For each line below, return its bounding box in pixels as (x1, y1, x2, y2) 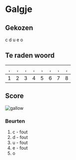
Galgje (5, 4, 33, 15)
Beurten (5, 117, 25, 124)
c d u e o (5, 37, 23, 43)
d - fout (12, 134, 28, 140)
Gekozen (5, 24, 33, 32)
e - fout (12, 144, 28, 151)
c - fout (12, 129, 28, 135)
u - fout (12, 139, 28, 145)
